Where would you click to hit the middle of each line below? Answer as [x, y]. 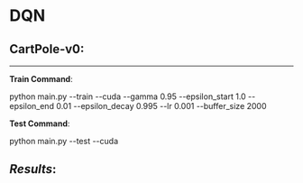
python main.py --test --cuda [64, 141]
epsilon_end [32, 106]
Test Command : [40, 124]
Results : [33, 169]
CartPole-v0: [47, 49]
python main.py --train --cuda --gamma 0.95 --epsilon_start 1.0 [128, 96]
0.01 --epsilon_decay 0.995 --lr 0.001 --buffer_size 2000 [161, 106]
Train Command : [41, 79]
